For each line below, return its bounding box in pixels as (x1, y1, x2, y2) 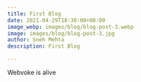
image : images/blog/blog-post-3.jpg (7, 29, 115, 37)
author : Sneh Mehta (7, 36, 65, 43)
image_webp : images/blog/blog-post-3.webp (7, 23, 134, 30)
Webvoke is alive (7, 68, 56, 76)
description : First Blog (7, 43, 80, 50)
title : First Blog (7, 10, 61, 18)
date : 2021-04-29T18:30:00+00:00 (7, 17, 106, 24)
